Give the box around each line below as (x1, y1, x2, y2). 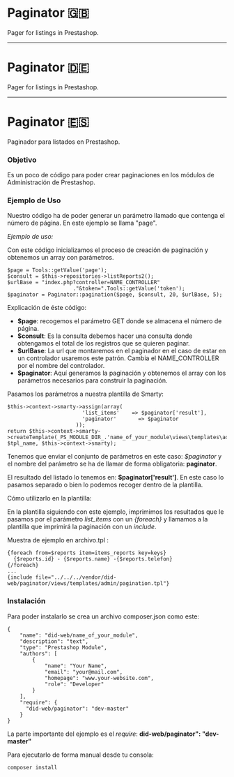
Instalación (7, 596, 46, 606)
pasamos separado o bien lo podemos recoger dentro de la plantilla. (7, 480, 203, 489)
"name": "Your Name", (44, 662, 108, 669)
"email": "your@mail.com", (44, 668, 123, 675)
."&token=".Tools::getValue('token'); (72, 285, 186, 293)
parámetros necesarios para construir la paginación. (17, 376, 169, 385)
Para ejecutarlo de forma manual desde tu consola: (7, 750, 155, 759)
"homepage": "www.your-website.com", (44, 674, 155, 681)
